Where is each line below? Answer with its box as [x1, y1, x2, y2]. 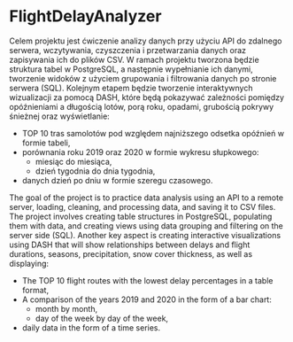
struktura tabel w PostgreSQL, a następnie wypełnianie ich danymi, [9, 64, 254, 74]
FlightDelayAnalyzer [9, 6, 162, 27]
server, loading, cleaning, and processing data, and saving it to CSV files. [9, 201, 276, 212]
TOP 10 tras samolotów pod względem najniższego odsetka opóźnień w [21, 128, 285, 138]
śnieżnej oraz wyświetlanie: [9, 111, 111, 121]
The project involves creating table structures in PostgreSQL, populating [9, 211, 273, 222]
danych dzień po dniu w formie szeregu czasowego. [21, 175, 213, 185]
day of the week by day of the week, [35, 313, 169, 323]
